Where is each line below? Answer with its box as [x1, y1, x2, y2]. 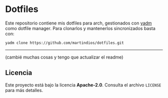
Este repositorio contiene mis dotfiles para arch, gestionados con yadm [5, 20, 152, 26]
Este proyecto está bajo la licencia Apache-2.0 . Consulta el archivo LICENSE [5, 81, 161, 88]
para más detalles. [5, 87, 43, 93]
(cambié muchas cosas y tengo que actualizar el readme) [5, 54, 123, 60]
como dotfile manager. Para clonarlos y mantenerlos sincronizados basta [5, 25, 156, 31]
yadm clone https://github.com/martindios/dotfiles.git [5, 40, 124, 45]
